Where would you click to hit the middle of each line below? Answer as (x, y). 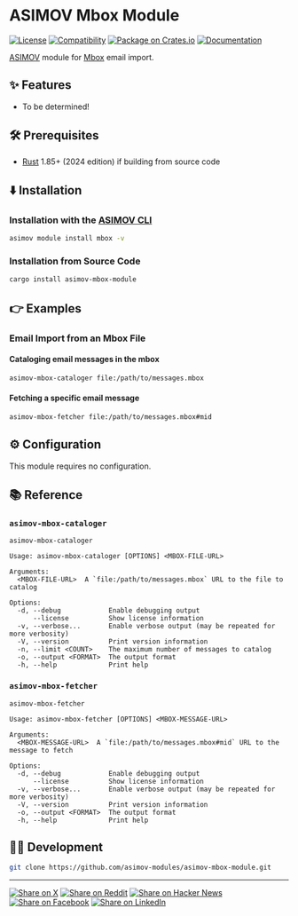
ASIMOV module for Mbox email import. (82, 57)
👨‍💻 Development (56, 847)
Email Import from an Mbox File (78, 338)
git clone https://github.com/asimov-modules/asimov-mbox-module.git (141, 868)
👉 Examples (46, 308)
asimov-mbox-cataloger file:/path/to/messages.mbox (106, 378)
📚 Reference (46, 495)
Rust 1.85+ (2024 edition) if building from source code (121, 162)
